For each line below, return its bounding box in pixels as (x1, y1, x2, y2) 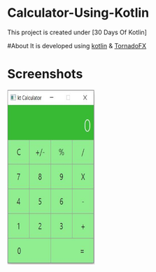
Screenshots (7, 66, 83, 82)
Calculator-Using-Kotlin (7, 5, 150, 21)
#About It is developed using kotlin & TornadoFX (7, 41, 147, 50)
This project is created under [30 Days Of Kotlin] (7, 28, 147, 36)
